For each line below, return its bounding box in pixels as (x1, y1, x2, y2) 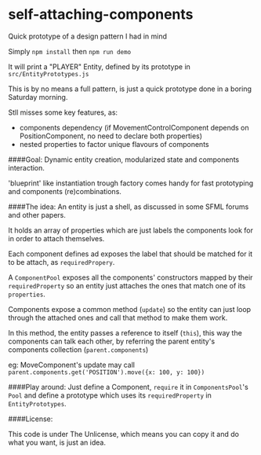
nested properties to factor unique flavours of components (19, 139, 209, 149)
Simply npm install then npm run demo (8, 46, 132, 56)
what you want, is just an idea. (8, 438, 106, 447)
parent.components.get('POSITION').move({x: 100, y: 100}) (8, 368, 205, 376)
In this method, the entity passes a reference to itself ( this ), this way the (8, 328, 243, 337)
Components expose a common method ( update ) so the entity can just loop (8, 304, 252, 314)
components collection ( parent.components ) (8, 344, 149, 354)
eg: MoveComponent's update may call (8, 360, 136, 369)
